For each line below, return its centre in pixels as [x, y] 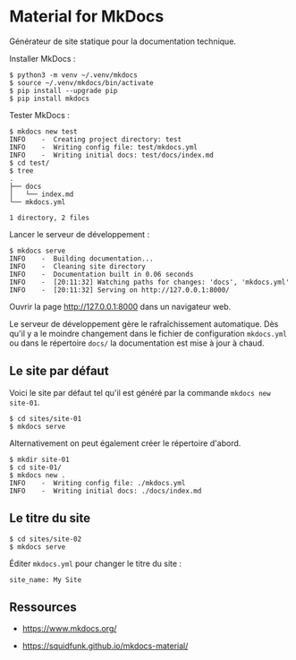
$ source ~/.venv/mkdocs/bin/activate [81, 82]
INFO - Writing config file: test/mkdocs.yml [104, 147]
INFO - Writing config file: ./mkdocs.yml [97, 483]
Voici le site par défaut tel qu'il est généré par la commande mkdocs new [140, 392]
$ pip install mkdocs [50, 99]
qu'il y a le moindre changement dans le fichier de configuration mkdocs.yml [148, 333]
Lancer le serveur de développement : [80, 234]
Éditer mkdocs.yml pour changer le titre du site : [95, 563]
